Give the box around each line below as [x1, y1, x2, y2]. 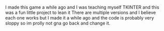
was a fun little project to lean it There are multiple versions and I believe [5, 9, 156, 15]
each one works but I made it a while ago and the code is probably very [5, 15, 154, 20]
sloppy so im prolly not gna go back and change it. [5, 20, 111, 26]
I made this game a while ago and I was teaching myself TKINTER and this [5, 4, 159, 10]
